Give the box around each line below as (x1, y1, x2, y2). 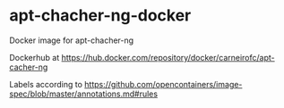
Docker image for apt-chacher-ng (9, 35, 134, 46)
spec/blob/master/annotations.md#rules (9, 88, 159, 99)
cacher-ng (9, 62, 48, 72)
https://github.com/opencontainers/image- (84, 79, 243, 89)
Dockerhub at (9, 52, 60, 62)
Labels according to (9, 79, 83, 89)
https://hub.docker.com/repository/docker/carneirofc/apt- (61, 52, 275, 62)
